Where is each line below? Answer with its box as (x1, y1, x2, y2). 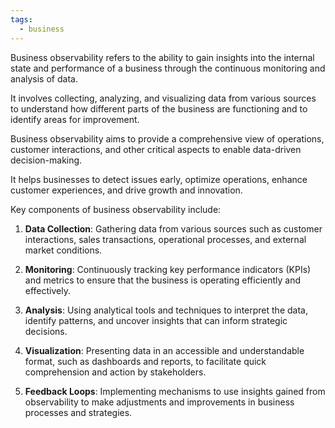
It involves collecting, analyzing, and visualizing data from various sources (10, 92, 317, 104)
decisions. (24, 325, 68, 337)
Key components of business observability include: (10, 203, 222, 215)
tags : (10, 14, 33, 25)
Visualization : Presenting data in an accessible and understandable (24, 344, 305, 356)
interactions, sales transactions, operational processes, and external (24, 233, 307, 245)
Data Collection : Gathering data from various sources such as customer (24, 222, 323, 235)
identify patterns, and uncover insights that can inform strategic (24, 314, 288, 326)
